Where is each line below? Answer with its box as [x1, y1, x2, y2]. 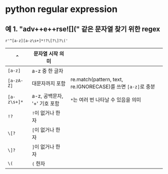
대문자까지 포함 [31, 80, 66, 87]
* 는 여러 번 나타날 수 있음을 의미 [70, 96, 141, 103]
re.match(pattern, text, [70, 76, 123, 83]
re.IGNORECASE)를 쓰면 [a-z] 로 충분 [70, 83, 155, 90]
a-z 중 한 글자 [31, 68, 63, 74]
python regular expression [5, 4, 117, 15]
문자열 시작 [33, 50, 58, 57]
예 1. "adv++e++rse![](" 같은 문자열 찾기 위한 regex [5, 25, 160, 33]
